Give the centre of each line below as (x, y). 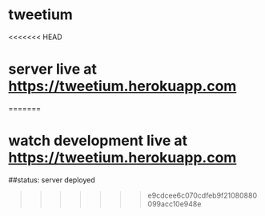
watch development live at (98, 141)
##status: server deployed (52, 180)
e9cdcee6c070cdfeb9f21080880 (203, 195)
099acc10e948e (175, 204)
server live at (53, 69)
